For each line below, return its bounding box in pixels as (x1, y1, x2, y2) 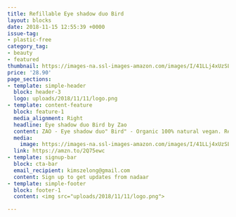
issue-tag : (7, 29, 39, 37)
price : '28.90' (7, 69, 52, 76)
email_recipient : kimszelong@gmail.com (13, 166, 131, 174)
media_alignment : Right (13, 114, 83, 121)
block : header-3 (13, 88, 61, 96)
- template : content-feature (7, 102, 93, 109)
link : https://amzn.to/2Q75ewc (13, 147, 105, 154)
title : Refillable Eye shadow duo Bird (7, 10, 124, 18)
